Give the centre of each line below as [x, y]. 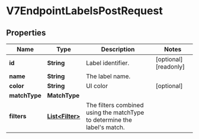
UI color [97, 86]
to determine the [109, 120]
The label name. [108, 76]
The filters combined [115, 105]
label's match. [105, 127]
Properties [26, 33]
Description [118, 49]
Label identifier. [107, 63]
